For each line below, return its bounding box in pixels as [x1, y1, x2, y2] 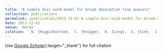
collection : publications [5, 12, 57, 16]
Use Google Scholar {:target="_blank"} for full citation [5, 43, 112, 48]
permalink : [5, 16, 27, 21]
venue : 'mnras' [5, 25, 36, 30]
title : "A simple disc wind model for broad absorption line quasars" [5, 7, 151, 12]
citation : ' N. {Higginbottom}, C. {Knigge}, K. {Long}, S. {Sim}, [5, 29, 151, 34]
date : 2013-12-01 [5, 20, 40, 26]
